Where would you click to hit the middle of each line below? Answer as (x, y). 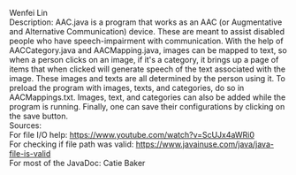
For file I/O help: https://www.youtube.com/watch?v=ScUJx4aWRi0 (132, 135)
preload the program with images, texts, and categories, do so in (127, 88)
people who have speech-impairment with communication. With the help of (147, 41)
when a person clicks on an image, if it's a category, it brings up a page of (144, 60)
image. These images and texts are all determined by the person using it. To (147, 78)
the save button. (39, 116)
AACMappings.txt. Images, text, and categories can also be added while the (148, 97)
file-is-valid (30, 153)
